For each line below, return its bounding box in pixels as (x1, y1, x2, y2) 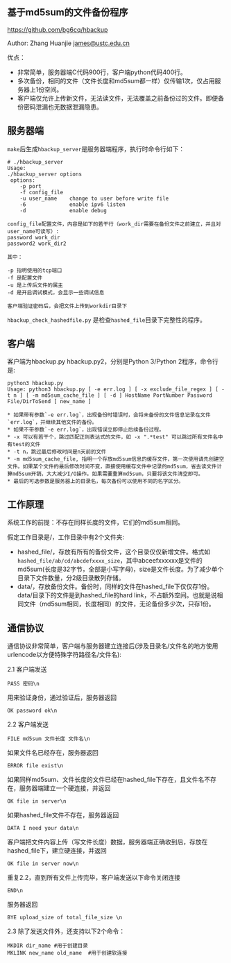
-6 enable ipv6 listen (19, 201, 126, 208)
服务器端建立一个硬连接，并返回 (19, 784, 111, 792)
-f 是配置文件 (7, 274, 43, 281)
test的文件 (12, 441, 41, 448)
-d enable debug (19, 207, 108, 214)
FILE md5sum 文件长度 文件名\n (7, 735, 90, 742)
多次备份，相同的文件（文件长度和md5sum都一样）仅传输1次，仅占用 (17, 76, 215, 85)
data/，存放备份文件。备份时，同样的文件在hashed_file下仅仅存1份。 (17, 582, 214, 591)
